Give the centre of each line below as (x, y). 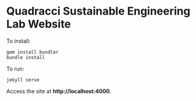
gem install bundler (33, 52)
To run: (15, 69)
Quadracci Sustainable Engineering (99, 11)
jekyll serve (23, 80)
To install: (18, 41)
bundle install (26, 57)
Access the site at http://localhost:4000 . (59, 91)
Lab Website (39, 24)
